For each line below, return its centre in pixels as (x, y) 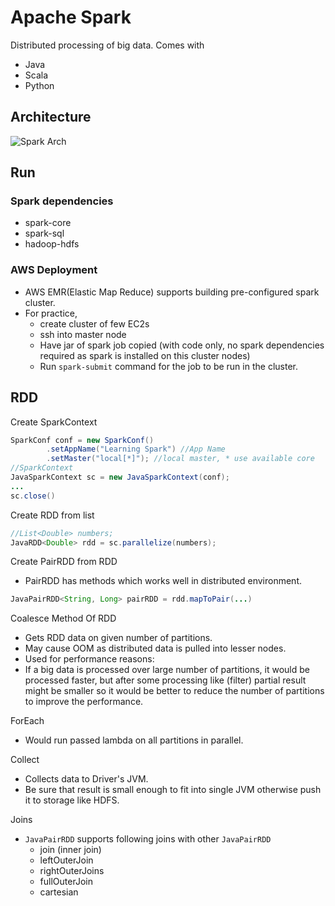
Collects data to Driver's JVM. (86, 779)
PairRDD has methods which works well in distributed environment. (163, 581)
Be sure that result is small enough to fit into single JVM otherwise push (173, 790)
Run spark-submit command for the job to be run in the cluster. (168, 366)
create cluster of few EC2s (94, 323)
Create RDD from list (52, 515)
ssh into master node (83, 334)
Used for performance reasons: (89, 659)
